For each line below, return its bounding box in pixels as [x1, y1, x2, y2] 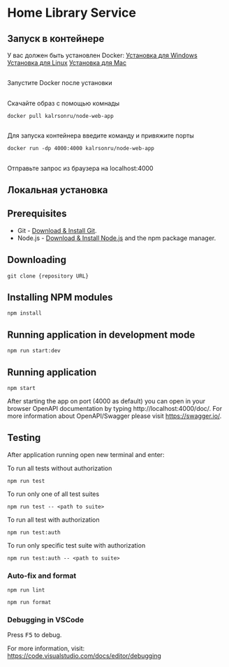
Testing [7, 432, 41, 444]
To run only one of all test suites [7, 490, 100, 498]
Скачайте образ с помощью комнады [7, 99, 120, 107]
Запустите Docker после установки [7, 79, 112, 87]
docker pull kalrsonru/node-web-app [7, 112, 114, 119]
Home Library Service [7, 5, 137, 21]
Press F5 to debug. [7, 631, 62, 639]
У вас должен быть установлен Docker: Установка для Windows [7, 51, 198, 59]
